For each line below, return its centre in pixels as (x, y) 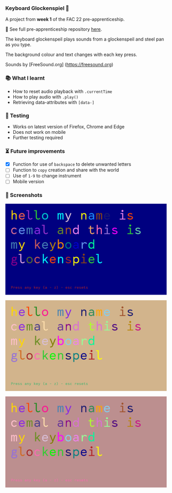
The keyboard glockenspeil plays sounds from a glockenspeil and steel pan (85, 39)
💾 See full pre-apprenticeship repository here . (54, 29)
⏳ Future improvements (35, 151)
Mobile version (28, 182)
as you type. (18, 45)
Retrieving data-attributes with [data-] (53, 102)
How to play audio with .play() (46, 96)
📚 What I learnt (25, 78)
